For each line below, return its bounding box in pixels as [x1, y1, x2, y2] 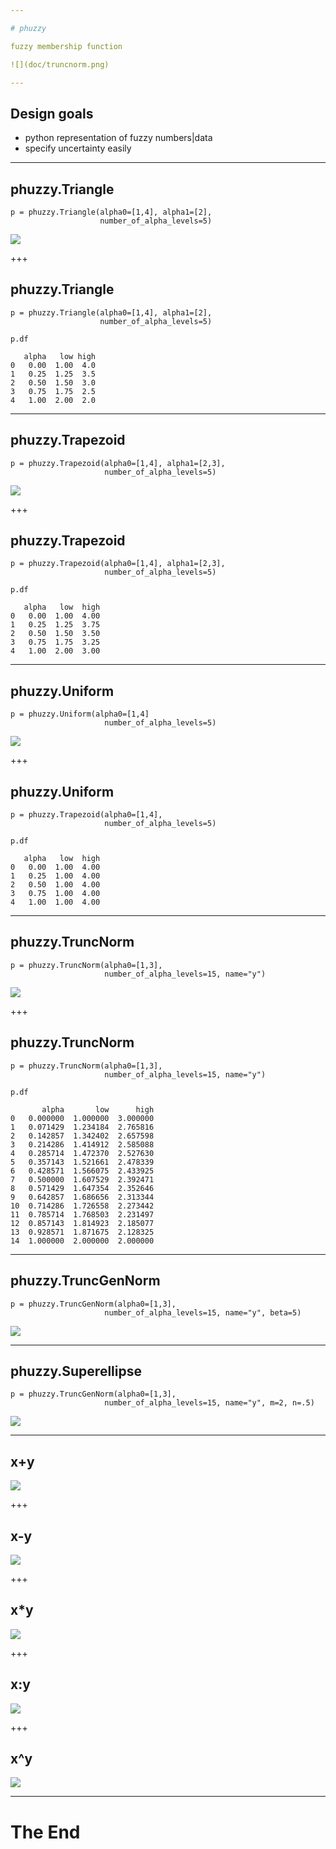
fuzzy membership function [10, 41, 123, 51]
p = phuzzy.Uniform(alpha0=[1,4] [10, 709, 150, 720]
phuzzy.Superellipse [10, 1362, 142, 1380]
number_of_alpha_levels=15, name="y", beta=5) [104, 1307, 302, 1318]
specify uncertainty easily [24, 142, 132, 155]
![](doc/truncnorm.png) [10, 59, 110, 70]
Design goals [10, 105, 94, 122]
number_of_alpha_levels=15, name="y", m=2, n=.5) [104, 1398, 315, 1408]
